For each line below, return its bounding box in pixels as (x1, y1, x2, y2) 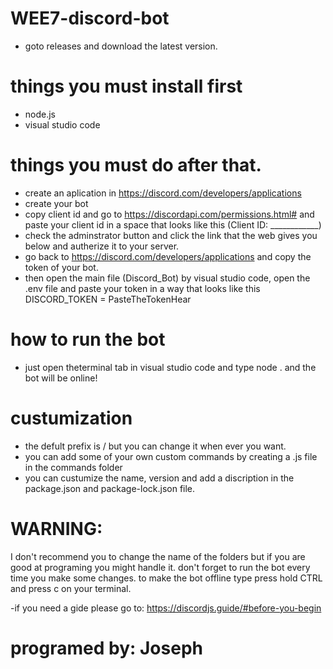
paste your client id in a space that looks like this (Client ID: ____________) (24, 218, 322, 231)
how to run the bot (10, 328, 166, 351)
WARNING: (10, 517, 103, 540)
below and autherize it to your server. (24, 240, 180, 252)
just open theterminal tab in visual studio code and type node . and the (24, 361, 317, 373)
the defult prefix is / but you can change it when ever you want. (24, 440, 287, 452)
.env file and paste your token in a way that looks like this (24, 282, 261, 294)
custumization (10, 407, 133, 429)
